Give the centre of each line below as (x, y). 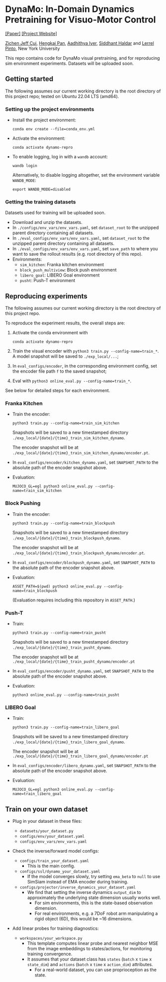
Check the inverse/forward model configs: (56, 851)
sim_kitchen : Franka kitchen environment (62, 265)
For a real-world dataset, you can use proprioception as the (95, 970)
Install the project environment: (44, 120)
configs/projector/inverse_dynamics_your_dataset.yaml (78, 887)
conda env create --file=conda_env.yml (54, 129)
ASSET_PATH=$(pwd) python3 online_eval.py (57, 586)
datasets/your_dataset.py (46, 831)
